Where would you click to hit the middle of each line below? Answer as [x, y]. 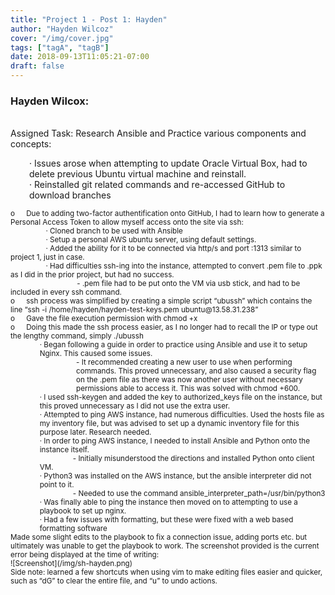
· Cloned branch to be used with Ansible [114, 231]
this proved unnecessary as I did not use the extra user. [135, 406]
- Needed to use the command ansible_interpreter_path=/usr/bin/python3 [199, 494]
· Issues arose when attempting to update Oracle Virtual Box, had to [168, 163]
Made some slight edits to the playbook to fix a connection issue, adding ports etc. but [159, 537]
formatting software [73, 529]
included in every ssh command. [66, 292]
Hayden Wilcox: [50, 101]
